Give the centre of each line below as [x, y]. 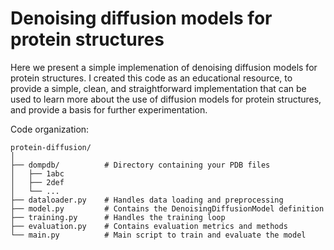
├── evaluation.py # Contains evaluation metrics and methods [149, 226]
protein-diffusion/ [51, 147]
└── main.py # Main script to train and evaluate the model [158, 235]
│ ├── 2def [37, 182]
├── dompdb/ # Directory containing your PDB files [140, 165]
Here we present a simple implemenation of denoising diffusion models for [164, 67]
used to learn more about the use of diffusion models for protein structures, [166, 99]
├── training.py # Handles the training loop [118, 217]
